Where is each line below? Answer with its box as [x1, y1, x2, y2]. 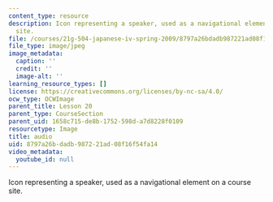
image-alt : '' [15, 72, 63, 80]
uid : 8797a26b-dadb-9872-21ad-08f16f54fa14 [8, 140, 158, 148]
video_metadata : [8, 148, 63, 156]
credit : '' [15, 65, 53, 73]
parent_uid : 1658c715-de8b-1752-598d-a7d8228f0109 [8, 118, 184, 126]
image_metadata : [8, 49, 63, 58]
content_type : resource [8, 11, 89, 20]
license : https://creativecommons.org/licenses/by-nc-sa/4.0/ [8, 87, 223, 96]
